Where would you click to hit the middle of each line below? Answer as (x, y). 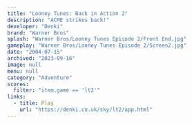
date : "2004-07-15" (35, 52)
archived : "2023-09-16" (41, 59)
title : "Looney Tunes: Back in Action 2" (68, 13)
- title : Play (33, 103)
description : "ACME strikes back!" (58, 20)
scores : (18, 84)
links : (17, 97)
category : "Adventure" (40, 77)
